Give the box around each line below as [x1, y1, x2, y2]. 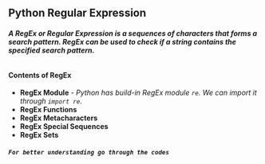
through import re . [19, 96, 82, 106]
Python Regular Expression [8, 6, 147, 20]
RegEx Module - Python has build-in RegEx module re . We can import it [19, 88, 257, 98]
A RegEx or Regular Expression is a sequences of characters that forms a [8, 28, 258, 38]
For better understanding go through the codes [8, 148, 170, 156]
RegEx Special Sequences [19, 122, 109, 131]
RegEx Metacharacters [19, 113, 98, 123]
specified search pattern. [8, 45, 95, 55]
